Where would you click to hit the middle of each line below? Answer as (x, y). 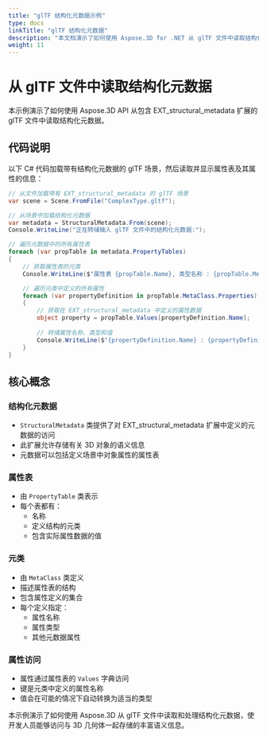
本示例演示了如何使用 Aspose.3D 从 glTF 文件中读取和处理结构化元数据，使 (132, 715)
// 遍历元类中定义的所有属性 (64, 288)
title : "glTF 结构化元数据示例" (57, 16)
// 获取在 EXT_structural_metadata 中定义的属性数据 (119, 311)
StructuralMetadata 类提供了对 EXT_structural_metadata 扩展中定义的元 (137, 425)
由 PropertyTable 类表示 (59, 496)
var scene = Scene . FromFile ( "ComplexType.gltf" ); (92, 201)
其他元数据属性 (56, 637)
